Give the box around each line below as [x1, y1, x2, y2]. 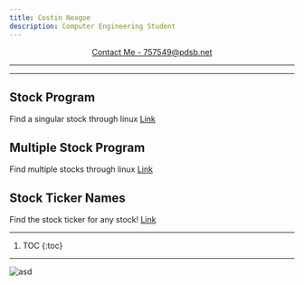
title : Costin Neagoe [9, 13, 91, 23]
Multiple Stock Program [9, 139, 146, 155]
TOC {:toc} [22, 240, 63, 251]
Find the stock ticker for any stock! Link [9, 214, 157, 224]
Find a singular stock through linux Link [9, 114, 157, 125]
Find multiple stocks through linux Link [9, 164, 154, 175]
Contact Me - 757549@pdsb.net [91, 46, 213, 57]
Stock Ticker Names [9, 190, 127, 205]
